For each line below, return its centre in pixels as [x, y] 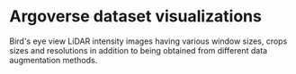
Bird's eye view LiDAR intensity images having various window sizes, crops [148, 41]
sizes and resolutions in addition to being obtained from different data [139, 50]
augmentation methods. [54, 60]
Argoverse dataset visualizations [136, 16]
